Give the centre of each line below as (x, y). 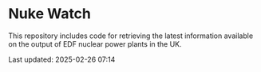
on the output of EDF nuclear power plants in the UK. (95, 44)
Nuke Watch (50, 14)
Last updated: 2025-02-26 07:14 (62, 59)
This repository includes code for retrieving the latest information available (131, 36)
